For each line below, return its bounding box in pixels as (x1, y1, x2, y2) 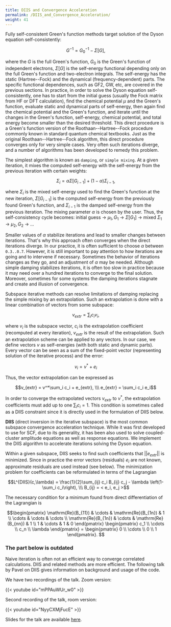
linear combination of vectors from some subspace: (5, 302, 114, 308)
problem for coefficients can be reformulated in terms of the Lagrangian (5, 469, 157, 475)
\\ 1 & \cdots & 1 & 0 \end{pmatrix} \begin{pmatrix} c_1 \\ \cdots (33, 521, 164, 527)
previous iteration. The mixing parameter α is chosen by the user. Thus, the (5, 209, 163, 215)
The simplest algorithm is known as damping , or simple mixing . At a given (5, 157, 158, 163)
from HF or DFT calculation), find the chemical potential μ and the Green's (5, 98, 161, 104)
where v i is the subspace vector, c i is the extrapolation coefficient (5, 323, 143, 330)
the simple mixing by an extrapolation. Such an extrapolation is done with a (5, 296, 163, 302)
